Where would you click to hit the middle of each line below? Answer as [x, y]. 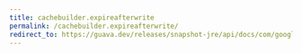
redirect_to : [34, 34]
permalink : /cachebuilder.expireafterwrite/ [94, 26]
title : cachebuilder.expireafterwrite [82, 18]
